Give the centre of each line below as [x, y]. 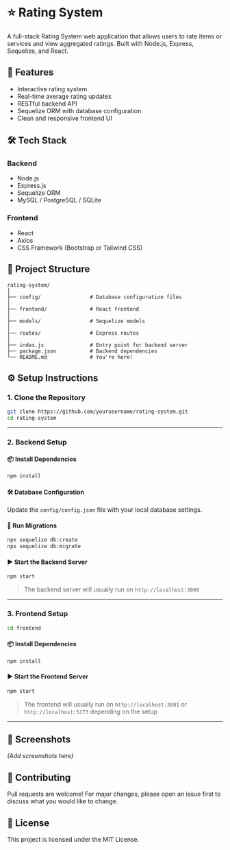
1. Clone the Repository [46, 397]
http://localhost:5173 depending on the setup [91, 711]
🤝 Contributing [39, 778]
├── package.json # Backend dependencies [82, 351]
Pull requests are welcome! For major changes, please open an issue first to [114, 794]
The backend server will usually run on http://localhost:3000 [112, 589]
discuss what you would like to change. [63, 801]
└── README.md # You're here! [70, 357]
